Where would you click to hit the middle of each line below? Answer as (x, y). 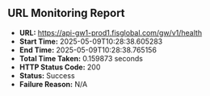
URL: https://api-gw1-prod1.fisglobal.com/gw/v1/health (111, 32)
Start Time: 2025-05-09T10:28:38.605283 (91, 41)
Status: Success (47, 75)
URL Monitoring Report (67, 13)
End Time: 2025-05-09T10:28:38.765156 (88, 50)
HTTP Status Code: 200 (60, 67)
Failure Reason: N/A (53, 84)
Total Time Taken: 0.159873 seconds (81, 58)
